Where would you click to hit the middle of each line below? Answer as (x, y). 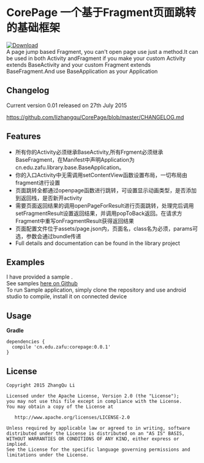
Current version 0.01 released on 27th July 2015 (67, 105)
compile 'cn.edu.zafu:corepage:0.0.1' (62, 347)
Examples (25, 262)
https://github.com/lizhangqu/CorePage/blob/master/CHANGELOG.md (95, 117)
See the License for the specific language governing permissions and (98, 450)
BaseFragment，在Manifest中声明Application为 (75, 159)
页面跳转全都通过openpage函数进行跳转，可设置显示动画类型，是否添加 (106, 190)
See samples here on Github (42, 284)
